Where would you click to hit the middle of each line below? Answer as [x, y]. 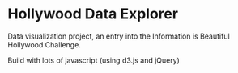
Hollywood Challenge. [45, 44]
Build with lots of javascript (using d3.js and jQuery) [93, 60]
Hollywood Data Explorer [93, 14]
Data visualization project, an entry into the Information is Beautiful [119, 36]
